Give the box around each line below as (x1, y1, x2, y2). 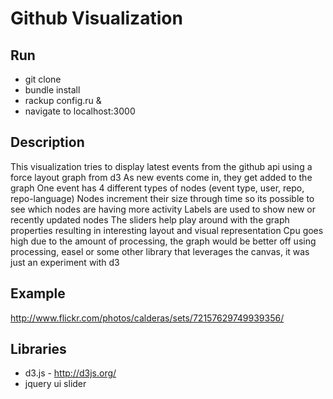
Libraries (10, 341, 67, 358)
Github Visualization (10, 7, 183, 30)
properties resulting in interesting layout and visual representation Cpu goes (10, 224, 324, 236)
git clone (24, 73, 62, 85)
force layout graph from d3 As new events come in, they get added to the (10, 171, 313, 183)
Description (10, 134, 85, 151)
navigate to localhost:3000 (24, 105, 136, 117)
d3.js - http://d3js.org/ (24, 367, 117, 379)
